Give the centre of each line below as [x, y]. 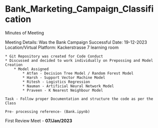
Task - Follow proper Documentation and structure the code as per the [79, 99]
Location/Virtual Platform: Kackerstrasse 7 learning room [62, 47]
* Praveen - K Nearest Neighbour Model [63, 90]
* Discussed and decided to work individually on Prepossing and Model [79, 60]
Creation [14, 65]
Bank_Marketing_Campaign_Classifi [79, 9]
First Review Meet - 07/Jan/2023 [39, 121]
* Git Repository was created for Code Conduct [54, 56]
